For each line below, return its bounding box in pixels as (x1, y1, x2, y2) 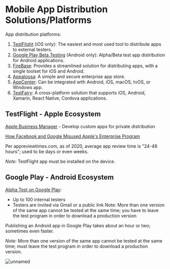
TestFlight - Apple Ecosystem (5, 110, 101, 118)
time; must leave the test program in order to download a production (5, 243, 148, 249)
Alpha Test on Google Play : (5, 187, 62, 193)
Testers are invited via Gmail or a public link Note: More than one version (12, 202, 165, 208)
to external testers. (12, 46, 52, 52)
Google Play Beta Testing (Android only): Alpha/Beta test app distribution (12, 52, 165, 58)
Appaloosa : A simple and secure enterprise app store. (12, 73, 126, 79)
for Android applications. (12, 57, 64, 63)
